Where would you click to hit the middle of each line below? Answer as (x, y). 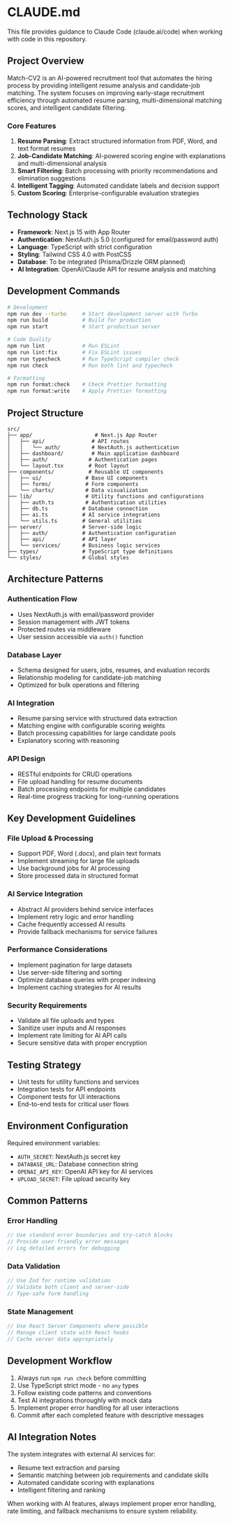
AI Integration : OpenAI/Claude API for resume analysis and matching (116, 269)
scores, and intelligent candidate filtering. (67, 107)
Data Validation (34, 1266)
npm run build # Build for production (79, 320)
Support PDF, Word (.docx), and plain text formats (89, 853)
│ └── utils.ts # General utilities (74, 521)
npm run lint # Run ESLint (63, 346)
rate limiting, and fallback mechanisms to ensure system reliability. (103, 1511)
